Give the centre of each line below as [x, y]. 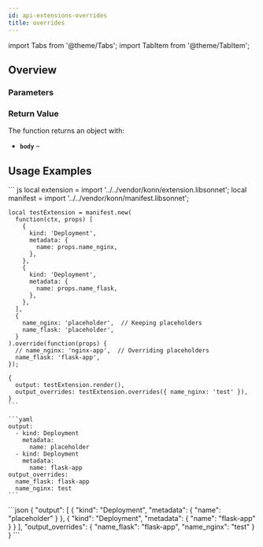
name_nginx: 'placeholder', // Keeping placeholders [112, 323]
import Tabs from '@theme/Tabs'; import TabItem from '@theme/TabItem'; [129, 45]
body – [30, 146]
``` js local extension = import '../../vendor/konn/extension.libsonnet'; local [128, 189]
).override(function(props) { [58, 344]
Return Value [33, 113]
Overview [33, 70]
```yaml [21, 419]
